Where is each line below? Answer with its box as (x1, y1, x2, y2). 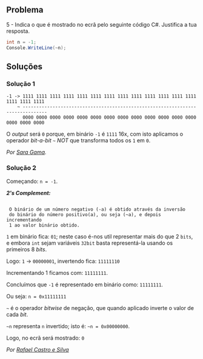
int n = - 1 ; (6, 39, 36, 45)
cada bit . (6, 311, 28, 318)
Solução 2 (6, 163, 36, 172)
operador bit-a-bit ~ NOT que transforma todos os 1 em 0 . (6, 137, 151, 144)
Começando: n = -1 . (6, 177, 58, 185)
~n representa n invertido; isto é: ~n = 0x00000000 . (6, 322, 130, 329)
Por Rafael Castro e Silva (6, 346, 69, 353)
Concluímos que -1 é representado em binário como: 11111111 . (6, 281, 164, 288)
